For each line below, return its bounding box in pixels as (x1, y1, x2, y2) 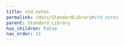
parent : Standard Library (6, 20, 70, 26)
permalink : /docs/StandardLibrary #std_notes (6, 14, 119, 20)
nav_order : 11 (6, 31, 42, 37)
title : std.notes (6, 8, 49, 15)
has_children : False (6, 25, 58, 32)
